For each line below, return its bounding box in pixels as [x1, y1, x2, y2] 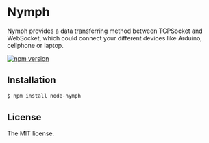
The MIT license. [7, 129, 55, 138]
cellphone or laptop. [7, 41, 64, 49]
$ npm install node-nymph [7, 92, 81, 99]
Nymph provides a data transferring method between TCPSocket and [7, 27, 204, 35]
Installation [7, 75, 56, 86]
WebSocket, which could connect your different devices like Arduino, [7, 34, 202, 42]
